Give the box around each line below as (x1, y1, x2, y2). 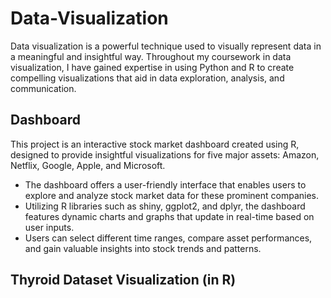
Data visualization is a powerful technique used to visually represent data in (10, 40, 322, 52)
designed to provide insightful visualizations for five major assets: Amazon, (10, 148, 320, 161)
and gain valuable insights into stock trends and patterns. (24, 242, 262, 254)
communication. (10, 82, 77, 94)
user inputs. (24, 221, 75, 233)
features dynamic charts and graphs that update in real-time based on (24, 210, 315, 222)
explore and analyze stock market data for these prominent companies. (24, 189, 320, 201)
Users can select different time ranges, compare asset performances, (24, 232, 313, 244)
